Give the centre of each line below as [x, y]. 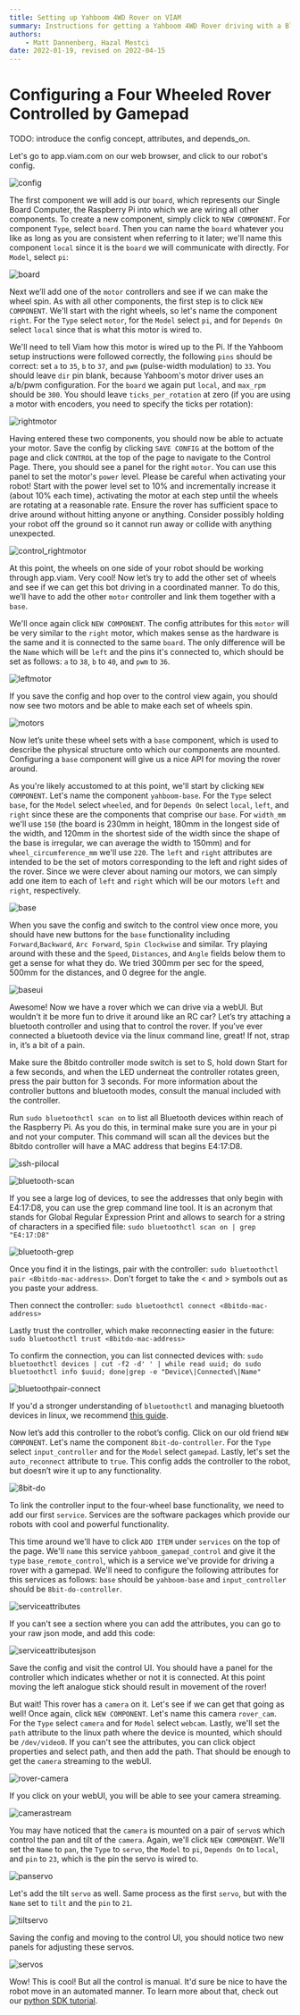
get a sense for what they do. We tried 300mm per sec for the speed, [137, 963]
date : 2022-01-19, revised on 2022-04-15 [87, 51]
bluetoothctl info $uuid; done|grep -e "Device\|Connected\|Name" [135, 1373]
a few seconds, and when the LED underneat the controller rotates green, [144, 1072]
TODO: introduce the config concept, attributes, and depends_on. [130, 139]
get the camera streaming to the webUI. [80, 1761]
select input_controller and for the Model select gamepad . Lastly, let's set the [150, 1452]
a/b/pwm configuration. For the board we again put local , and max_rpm [137, 385]
